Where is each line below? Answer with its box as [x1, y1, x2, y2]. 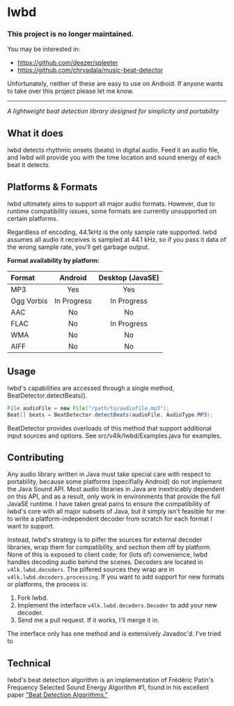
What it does [7, 127, 64, 139]
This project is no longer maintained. [7, 29, 134, 39]
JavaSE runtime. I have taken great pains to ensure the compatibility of [7, 500, 210, 508]
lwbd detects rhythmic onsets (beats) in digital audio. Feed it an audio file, [7, 146, 219, 154]
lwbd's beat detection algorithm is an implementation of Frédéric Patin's [7, 676, 214, 684]
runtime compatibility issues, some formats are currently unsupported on [7, 207, 217, 215]
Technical [7, 657, 51, 669]
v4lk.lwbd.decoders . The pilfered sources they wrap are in [7, 565, 175, 574]
